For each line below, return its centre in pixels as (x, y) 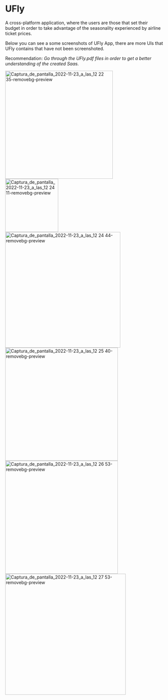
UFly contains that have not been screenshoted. (55, 48)
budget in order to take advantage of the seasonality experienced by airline (83, 28)
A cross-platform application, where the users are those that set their (76, 23)
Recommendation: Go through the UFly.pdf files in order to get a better (78, 58)
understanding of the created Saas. (42, 63)
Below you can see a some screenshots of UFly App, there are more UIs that (84, 43)
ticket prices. (19, 33)
